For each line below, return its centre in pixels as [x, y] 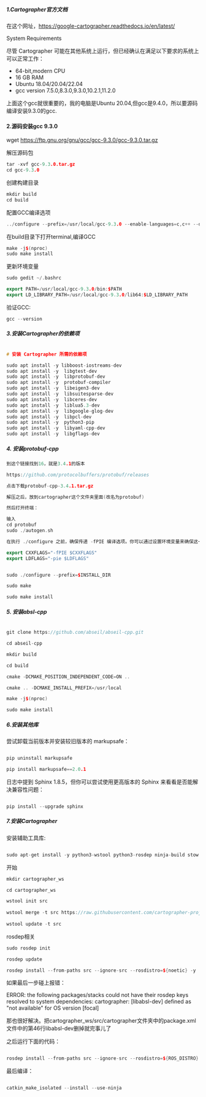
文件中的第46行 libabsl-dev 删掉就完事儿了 [59, 1028]
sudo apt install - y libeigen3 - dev [53, 388]
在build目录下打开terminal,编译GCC [51, 236]
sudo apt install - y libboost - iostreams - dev [64, 365]
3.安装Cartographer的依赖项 [43, 334]
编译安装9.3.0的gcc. [32, 111]
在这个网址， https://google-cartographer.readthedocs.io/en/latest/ [91, 26]
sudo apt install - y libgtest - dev [52, 371]
